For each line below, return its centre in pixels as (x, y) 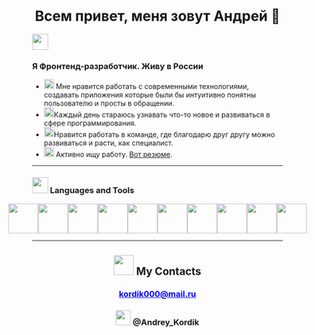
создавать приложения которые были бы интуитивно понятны (150, 95)
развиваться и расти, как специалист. (108, 143)
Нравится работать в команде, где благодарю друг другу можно (165, 135)
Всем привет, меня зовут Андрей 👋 (157, 16)
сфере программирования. (90, 123)
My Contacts (169, 271)
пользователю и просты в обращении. (109, 103)
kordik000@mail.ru (157, 294)
